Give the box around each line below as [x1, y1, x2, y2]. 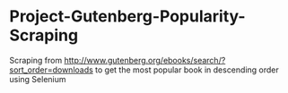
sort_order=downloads [9, 64, 94, 75]
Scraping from [9, 55, 63, 65]
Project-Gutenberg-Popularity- [9, 6, 246, 27]
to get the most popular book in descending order [95, 64, 280, 75]
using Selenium [9, 73, 66, 84]
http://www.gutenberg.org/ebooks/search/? [64, 55, 226, 65]
